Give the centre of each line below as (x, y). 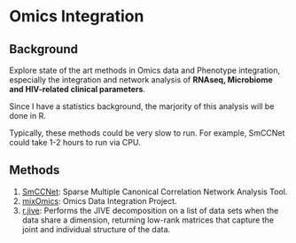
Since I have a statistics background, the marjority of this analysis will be (142, 106)
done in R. (27, 116)
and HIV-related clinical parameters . (78, 89)
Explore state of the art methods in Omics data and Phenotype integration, (145, 70)
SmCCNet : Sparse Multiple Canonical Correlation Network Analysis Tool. (155, 192)
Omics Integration (77, 16)
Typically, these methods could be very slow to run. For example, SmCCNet (147, 133)
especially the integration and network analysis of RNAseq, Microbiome (141, 80)
